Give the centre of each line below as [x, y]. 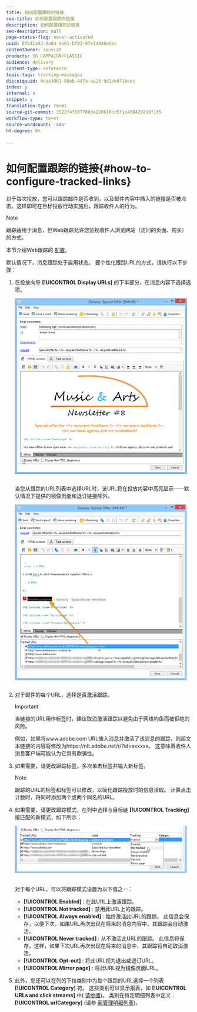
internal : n [21, 94]
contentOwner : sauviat [34, 50]
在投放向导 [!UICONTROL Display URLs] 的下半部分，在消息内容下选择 [100, 283]
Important [26, 707]
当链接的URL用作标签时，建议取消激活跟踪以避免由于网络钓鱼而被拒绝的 [102, 719]
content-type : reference [36, 68]
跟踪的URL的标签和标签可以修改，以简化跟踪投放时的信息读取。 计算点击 [103, 790]
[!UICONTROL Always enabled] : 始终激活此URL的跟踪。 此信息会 [103, 916]
